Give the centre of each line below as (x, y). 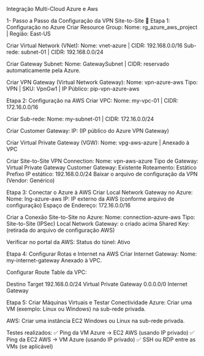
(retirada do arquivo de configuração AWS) (61, 230)
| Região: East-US (28, 34)
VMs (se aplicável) (30, 346)
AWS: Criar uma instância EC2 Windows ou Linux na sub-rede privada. (96, 321)
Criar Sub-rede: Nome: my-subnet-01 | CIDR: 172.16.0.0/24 (80, 119)
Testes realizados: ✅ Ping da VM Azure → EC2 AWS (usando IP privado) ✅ (100, 332)
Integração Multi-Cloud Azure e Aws (52, 9)
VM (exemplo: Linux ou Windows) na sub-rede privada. (76, 309)
